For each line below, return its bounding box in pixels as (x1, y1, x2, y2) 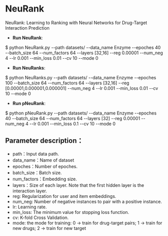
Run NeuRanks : (12, 65, 46, 71)
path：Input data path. (12, 151, 59, 157)
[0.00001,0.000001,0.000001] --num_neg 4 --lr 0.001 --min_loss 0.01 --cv (5, 85, 158, 91)
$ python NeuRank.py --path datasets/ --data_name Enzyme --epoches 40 (5, 44, 161, 50)
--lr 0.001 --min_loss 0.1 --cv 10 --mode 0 (29, 121, 116, 127)
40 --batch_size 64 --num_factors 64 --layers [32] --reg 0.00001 (5, 115, 140, 121)
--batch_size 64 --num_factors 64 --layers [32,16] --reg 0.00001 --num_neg (5, 50, 163, 56)
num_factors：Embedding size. (12, 176, 77, 182)
